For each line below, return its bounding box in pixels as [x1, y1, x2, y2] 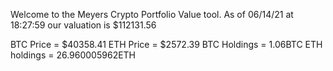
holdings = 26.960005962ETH [10, 49, 137, 61]
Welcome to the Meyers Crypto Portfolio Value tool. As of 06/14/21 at [10, 9, 294, 20]
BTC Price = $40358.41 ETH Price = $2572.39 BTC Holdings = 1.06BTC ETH [10, 39, 323, 50]
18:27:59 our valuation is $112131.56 [10, 19, 157, 31]
